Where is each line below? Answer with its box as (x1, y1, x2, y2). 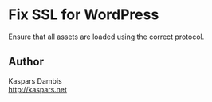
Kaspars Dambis (8, 76, 62, 85)
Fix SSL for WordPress (8, 6, 159, 24)
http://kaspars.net (8, 84, 68, 94)
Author (8, 55, 44, 69)
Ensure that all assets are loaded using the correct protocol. (8, 32, 205, 41)
